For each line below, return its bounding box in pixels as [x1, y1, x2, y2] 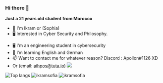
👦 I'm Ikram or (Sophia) [12, 25, 60, 31]
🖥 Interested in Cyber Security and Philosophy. [12, 31, 108, 37]
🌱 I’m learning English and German [12, 49, 83, 56]
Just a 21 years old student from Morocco [5, 16, 93, 22]
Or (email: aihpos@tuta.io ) [12, 63, 66, 69]
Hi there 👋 [5, 4, 30, 11]
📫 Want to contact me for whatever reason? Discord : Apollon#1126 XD [12, 55, 158, 61]
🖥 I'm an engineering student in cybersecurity [12, 42, 106, 48]
